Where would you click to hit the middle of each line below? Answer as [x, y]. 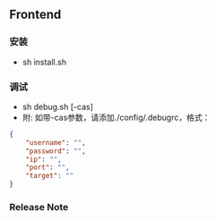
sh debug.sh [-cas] [58, 106]
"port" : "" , [48, 168]
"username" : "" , [56, 142]
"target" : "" [50, 176]
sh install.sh [44, 62]
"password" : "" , [56, 151]
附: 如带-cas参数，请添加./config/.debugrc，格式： [116, 117]
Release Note [39, 207]
